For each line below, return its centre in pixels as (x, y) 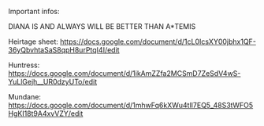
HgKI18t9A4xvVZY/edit (46, 113)
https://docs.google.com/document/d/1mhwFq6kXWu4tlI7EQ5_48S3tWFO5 (131, 105)
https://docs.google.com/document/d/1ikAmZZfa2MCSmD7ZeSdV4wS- (125, 73)
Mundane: (25, 97)
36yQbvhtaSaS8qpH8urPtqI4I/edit (64, 50)
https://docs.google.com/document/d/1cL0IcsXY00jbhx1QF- (158, 41)
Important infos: (34, 11)
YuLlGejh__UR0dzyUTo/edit (52, 82)
